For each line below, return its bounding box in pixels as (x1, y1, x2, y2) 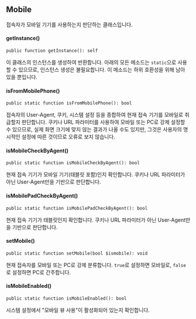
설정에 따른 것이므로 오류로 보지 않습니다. (21, 133, 116, 140)
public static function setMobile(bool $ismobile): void (6, 250, 148, 256)
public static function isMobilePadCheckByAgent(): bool (6, 205, 148, 211)
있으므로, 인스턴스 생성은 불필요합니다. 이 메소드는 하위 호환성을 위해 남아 (18, 66, 185, 73)
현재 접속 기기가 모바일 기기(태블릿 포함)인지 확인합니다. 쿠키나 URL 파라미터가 (6, 171, 185, 178)
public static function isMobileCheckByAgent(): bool (6, 160, 140, 166)
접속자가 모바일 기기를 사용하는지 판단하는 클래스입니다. (6, 21, 133, 28)
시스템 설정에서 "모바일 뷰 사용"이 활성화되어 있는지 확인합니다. (6, 307, 150, 314)
